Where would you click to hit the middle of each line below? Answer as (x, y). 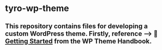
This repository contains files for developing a (76, 26)
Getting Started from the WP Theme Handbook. (79, 41)
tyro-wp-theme (37, 8)
